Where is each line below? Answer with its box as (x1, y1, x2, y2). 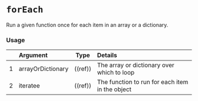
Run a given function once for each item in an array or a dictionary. (6, 21, 169, 28)
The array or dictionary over (97, 61, 175, 69)
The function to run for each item (97, 78, 189, 86)
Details (97, 51, 117, 59)
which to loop (97, 69, 135, 77)
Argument (18, 51, 48, 59)
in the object (97, 85, 131, 93)
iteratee (18, 82, 40, 90)
